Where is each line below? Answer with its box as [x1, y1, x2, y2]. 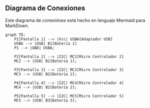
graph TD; [5, 32, 26, 37]
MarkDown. [5, 22, 29, 28]
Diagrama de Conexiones [5, 4, 85, 12]
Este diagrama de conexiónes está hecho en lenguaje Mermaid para [5, 17, 145, 23]
